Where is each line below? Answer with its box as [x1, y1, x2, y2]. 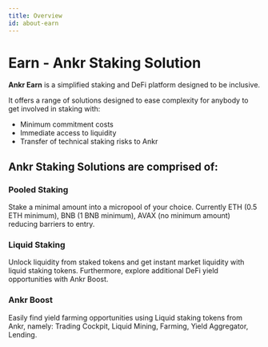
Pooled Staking [8, 184, 69, 195]
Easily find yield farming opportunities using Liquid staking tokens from [8, 313, 242, 322]
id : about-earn [8, 19, 59, 27]
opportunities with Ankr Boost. [8, 274, 109, 284]
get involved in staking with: [8, 104, 101, 114]
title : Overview [8, 11, 62, 20]
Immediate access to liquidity [19, 128, 117, 138]
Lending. [8, 329, 38, 339]
